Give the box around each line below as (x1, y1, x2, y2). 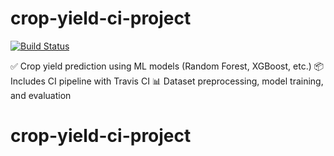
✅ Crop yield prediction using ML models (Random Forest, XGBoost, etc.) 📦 (10, 60, 325, 72)
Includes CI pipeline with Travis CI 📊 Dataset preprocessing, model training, (10, 75, 324, 87)
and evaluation (10, 89, 72, 101)
